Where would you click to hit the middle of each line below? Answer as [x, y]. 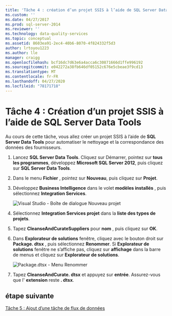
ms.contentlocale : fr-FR [32, 77]
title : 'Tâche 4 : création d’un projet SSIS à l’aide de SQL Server [81, 10]
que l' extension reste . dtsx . [43, 280]
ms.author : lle [21, 53]
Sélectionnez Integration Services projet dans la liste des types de [84, 213]
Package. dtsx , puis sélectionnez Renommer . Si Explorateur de [81, 244]
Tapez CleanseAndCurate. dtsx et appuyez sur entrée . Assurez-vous [87, 275]
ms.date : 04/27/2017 [27, 19]
